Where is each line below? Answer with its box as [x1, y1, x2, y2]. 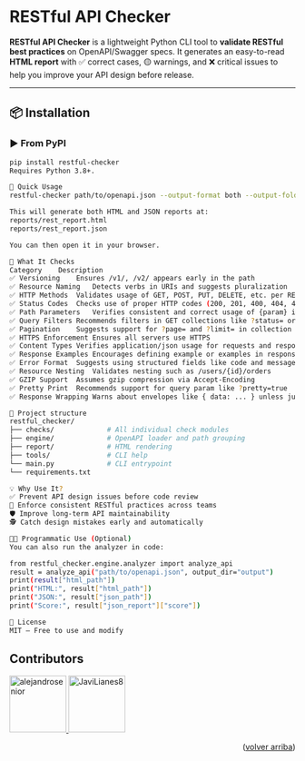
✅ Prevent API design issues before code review [9, 492, 199, 501]
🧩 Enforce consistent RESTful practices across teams [9, 501, 218, 510]
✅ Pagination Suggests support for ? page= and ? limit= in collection [9, 324, 292, 333]
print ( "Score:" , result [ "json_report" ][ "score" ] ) [9, 601, 202, 610]
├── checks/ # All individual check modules [9, 425, 230, 435]
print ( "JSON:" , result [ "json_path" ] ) [9, 593, 152, 602]
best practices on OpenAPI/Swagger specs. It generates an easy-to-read [9, 45, 285, 56]
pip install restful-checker [9, 157, 120, 167]
